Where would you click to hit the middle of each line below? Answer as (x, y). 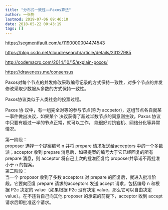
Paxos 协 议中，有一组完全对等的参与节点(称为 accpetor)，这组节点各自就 (81, 110)
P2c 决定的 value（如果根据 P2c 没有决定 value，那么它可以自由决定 (81, 190)
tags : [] (14, 29)
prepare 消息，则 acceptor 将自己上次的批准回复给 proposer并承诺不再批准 (83, 158)
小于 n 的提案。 (21, 165)
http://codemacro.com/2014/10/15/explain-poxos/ (56, 62)
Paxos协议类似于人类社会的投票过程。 (44, 99)
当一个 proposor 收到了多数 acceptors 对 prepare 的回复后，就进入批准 (78, 177)
